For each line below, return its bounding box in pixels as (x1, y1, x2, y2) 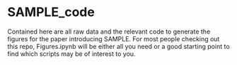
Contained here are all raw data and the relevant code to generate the (7, 27, 211, 36)
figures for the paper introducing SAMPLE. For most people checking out (7, 34, 220, 43)
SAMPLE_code (7, 4, 96, 20)
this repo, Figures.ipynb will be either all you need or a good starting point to (7, 42, 230, 50)
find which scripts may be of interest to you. (7, 50, 136, 58)
